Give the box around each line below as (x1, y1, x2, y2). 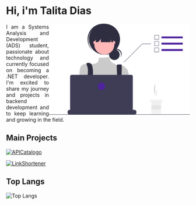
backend (6, 97, 27, 104)
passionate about (6, 48, 50, 55)
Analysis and (6, 29, 50, 36)
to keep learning (6, 109, 50, 117)
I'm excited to (6, 79, 50, 86)
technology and (6, 54, 50, 61)
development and (6, 104, 50, 111)
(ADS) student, (6, 42, 50, 49)
